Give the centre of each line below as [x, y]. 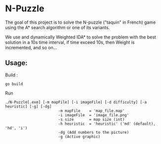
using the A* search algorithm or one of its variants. [58, 27]
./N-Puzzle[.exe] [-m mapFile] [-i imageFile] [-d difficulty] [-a [76, 102]
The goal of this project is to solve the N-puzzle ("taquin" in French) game [80, 22]
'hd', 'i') [16, 128]
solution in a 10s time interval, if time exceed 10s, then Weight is [70, 42]
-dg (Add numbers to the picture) [94, 132]
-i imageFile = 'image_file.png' [94, 115]
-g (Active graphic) [79, 137]
